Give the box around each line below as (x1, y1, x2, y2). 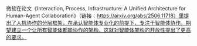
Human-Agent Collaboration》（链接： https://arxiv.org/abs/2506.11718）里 (6, 12, 184, 19)
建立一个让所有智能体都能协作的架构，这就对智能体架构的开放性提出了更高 (11, 26, 191, 33)
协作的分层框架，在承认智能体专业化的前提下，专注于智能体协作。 (26, 20, 186, 26)
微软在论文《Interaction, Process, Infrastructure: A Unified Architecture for (6, 5, 186, 11)
